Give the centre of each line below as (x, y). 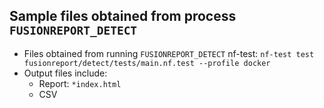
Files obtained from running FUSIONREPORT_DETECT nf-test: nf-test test (169, 53)
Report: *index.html (80, 83)
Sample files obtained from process (123, 16)
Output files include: (65, 73)
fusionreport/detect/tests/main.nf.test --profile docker (147, 63)
